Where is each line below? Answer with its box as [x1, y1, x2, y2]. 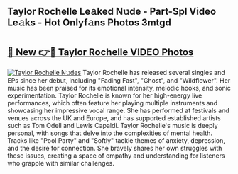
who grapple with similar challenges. [7, 159, 115, 167]
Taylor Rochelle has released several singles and [82, 69, 225, 76]
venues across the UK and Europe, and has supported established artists [7, 114, 222, 122]
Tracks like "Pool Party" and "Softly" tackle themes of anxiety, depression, [7, 137, 225, 144]
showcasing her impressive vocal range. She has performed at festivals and [7, 106, 229, 115]
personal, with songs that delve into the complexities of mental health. [7, 129, 213, 137]
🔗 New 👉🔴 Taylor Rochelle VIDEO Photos [7, 46, 194, 58]
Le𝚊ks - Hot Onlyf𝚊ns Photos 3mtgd [7, 17, 172, 29]
